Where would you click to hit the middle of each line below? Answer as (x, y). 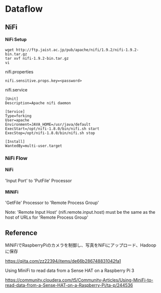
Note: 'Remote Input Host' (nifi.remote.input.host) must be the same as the (80, 212)
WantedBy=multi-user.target (34, 146)
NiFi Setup (16, 40)
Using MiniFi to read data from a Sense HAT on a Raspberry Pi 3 (70, 270)
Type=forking (18, 116)
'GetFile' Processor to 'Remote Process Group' (52, 203)
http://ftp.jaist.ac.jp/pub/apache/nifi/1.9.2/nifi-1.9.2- (77, 50)
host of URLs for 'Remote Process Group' (47, 217)
